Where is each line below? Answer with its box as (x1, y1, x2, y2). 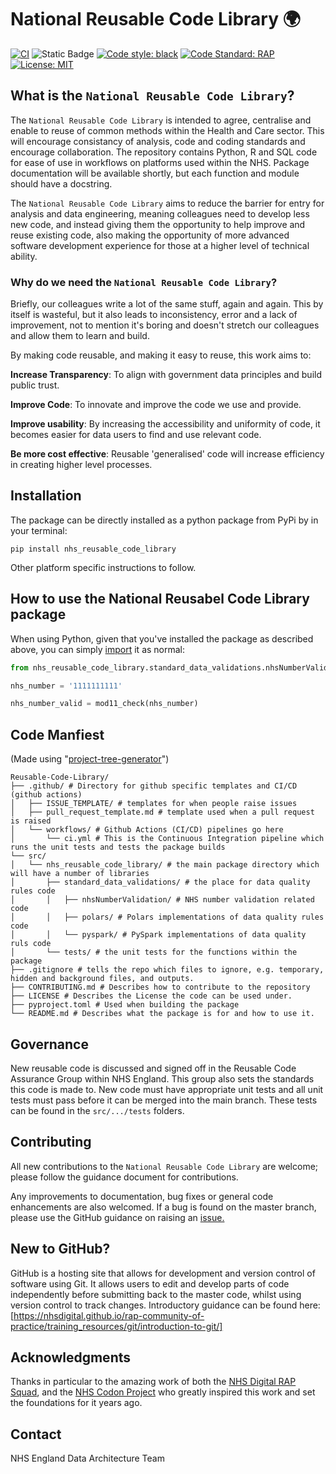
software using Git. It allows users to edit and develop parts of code (10, 1277, 290, 1290)
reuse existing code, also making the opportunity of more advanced (10, 229, 290, 241)
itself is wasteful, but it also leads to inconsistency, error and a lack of (10, 309, 298, 321)
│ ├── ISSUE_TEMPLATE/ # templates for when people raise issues (10, 799, 298, 809)
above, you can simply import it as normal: (10, 643, 186, 655)
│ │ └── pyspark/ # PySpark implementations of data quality (10, 930, 307, 940)
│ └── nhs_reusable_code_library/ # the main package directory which (10, 860, 320, 870)
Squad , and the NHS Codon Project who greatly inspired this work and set (10, 1386, 316, 1398)
